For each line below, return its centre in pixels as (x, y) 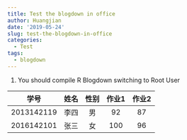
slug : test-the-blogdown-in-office (60, 34)
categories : (25, 40)
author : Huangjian (34, 21)
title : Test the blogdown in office (61, 14)
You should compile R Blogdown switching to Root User (99, 80)
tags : (15, 54)
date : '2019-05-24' (36, 27)
